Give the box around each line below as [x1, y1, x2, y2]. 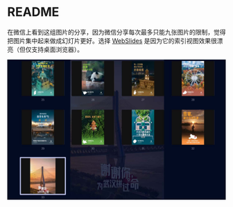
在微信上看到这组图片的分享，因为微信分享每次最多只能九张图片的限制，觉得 [7, 28, 226, 36]
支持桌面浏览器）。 [31, 45, 83, 53]
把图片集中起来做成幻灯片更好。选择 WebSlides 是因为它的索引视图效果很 [7, 36, 217, 45]
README [7, 4, 60, 20]
